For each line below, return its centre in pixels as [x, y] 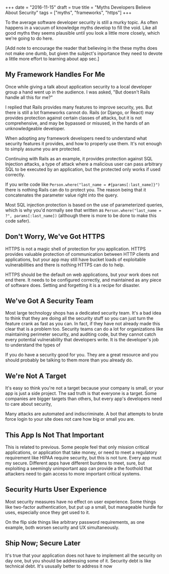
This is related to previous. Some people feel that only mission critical [77, 447]
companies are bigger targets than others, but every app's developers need [84, 399]
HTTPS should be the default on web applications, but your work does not [82, 274]
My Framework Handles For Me [55, 75]
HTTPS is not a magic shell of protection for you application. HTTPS [75, 249]
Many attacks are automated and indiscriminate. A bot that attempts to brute [84, 414]
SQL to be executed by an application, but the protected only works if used [83, 169]
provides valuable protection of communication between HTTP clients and [82, 254]
